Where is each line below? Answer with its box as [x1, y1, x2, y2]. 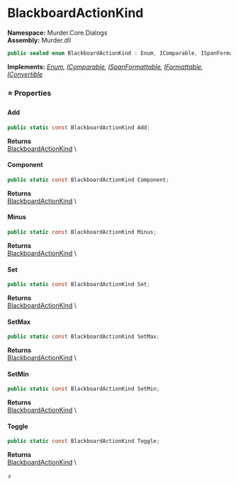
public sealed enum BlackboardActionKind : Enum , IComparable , [7, 50, 198, 57]
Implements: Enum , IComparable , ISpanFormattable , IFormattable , [7, 62, 203, 71]
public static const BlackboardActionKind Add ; [7, 124, 151, 131]
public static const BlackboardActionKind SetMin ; [7, 385, 160, 392]
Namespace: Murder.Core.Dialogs [7, 28, 108, 37]
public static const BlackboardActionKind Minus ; [7, 229, 157, 236]
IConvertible [7, 69, 43, 79]
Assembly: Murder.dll [7, 35, 72, 44]
